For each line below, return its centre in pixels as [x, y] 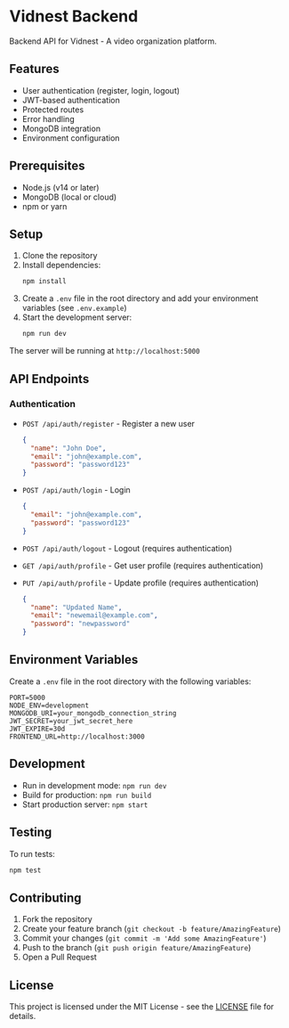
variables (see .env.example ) [74, 308]
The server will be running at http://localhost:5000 [104, 351]
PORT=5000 [28, 698]
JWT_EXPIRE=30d [37, 729]
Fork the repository [57, 919]
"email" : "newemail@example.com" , [94, 616]
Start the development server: [77, 317]
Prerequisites [47, 166]
